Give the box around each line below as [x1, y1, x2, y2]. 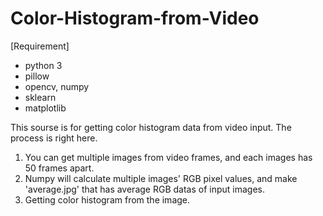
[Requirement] [10, 40, 70, 52]
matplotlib [24, 102, 67, 114]
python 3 [24, 59, 63, 71]
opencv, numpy [24, 80, 90, 92]
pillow [24, 70, 50, 82]
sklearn [24, 91, 57, 103]
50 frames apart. [24, 162, 95, 174]
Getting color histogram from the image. [24, 193, 191, 206]
